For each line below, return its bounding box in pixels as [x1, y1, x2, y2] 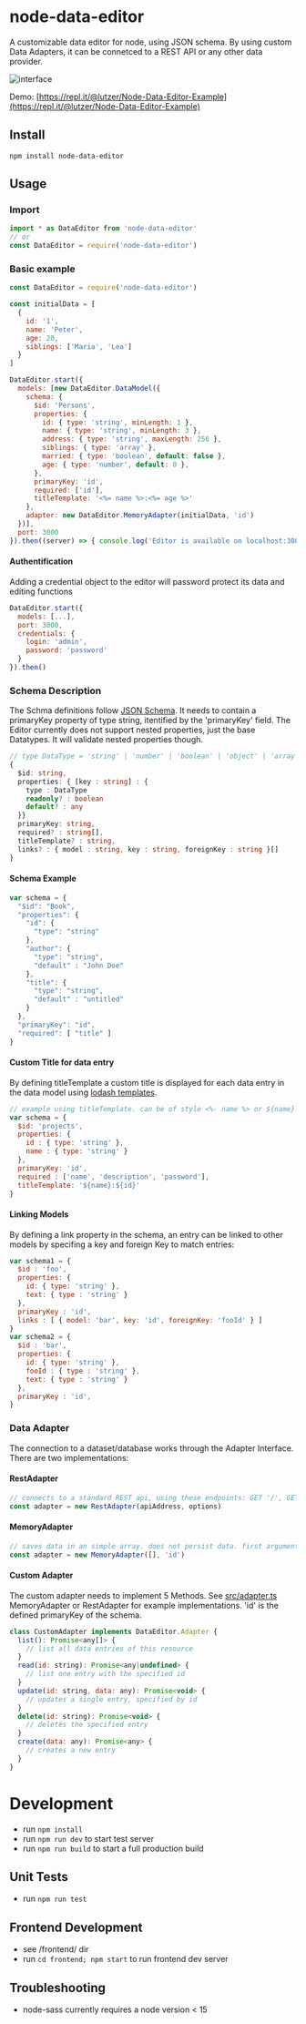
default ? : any [25, 802, 84, 812]
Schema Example [9, 873, 77, 884]
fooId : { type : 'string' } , [25, 1366, 141, 1375]
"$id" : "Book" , [17, 902, 76, 911]
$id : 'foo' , [17, 1264, 67, 1274]
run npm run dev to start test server [22, 1833, 155, 1844]
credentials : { [17, 629, 76, 639]
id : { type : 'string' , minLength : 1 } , [42, 417, 194, 427]
